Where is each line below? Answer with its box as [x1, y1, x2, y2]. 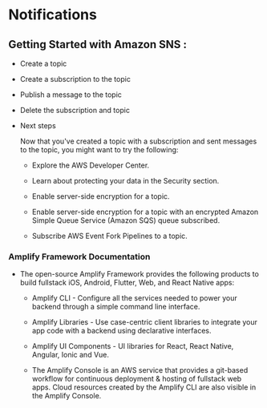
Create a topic [19, 59, 67, 68]
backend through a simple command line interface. [31, 302, 200, 312]
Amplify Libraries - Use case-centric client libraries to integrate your [31, 317, 258, 327]
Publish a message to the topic [19, 90, 123, 99]
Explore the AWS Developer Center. [31, 160, 150, 170]
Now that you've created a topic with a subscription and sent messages [19, 136, 257, 146]
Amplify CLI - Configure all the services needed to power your [31, 293, 238, 303]
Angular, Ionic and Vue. [31, 350, 110, 360]
